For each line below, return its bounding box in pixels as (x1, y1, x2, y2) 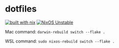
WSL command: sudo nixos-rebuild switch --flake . (5, 38, 115, 44)
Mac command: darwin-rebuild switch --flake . (5, 29, 105, 34)
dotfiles (5, 3, 37, 15)
